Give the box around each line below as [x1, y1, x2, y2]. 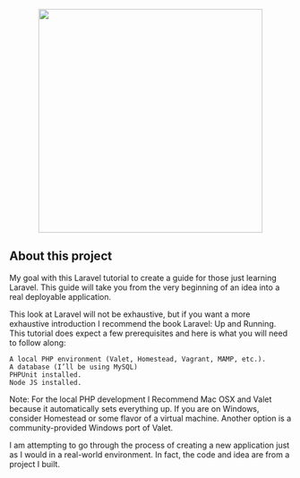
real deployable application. [9, 291, 112, 302]
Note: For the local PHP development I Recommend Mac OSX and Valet [9, 394, 272, 405]
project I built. [9, 458, 61, 469]
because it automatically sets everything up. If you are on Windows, [9, 403, 260, 414]
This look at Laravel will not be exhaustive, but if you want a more [9, 309, 251, 320]
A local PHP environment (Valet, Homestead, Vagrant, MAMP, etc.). [9, 354, 267, 363]
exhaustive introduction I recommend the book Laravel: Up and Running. [9, 318, 277, 329]
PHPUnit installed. [9, 370, 82, 380]
